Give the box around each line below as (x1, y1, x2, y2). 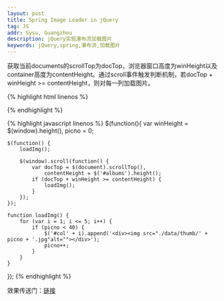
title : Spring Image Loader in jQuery (7, 16, 119, 23)
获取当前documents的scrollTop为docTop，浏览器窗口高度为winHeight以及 (7, 62, 218, 69)
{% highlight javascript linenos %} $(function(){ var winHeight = (7, 120, 189, 127)
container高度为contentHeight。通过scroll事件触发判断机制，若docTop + (7, 70, 214, 78)
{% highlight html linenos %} (7, 93, 88, 100)
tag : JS (7, 23, 30, 30)
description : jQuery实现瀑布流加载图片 (7, 36, 112, 43)
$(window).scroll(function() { (19, 158, 110, 165)
